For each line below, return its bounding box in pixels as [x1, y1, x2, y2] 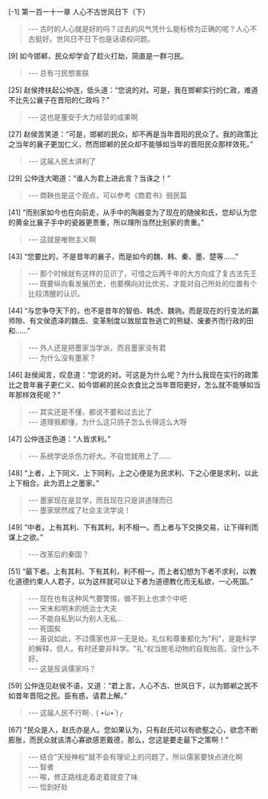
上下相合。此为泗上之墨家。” [8, 478, 100, 488]
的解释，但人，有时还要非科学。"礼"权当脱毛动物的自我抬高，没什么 [27, 644, 252, 653]
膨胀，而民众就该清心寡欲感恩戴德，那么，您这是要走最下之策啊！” [8, 735, 230, 744]
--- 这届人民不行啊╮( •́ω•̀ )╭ [27, 708, 123, 717]
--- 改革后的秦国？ [27, 550, 90, 559]
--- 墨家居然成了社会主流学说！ [27, 505, 132, 515]
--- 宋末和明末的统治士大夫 [27, 604, 118, 613]
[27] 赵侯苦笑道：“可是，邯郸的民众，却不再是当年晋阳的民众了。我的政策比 [8, 129, 258, 139]
